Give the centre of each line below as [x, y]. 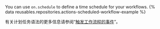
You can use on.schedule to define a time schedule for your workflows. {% [80, 7]
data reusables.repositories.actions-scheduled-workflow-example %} [75, 12]
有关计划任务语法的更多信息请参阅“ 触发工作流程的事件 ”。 [63, 22]
